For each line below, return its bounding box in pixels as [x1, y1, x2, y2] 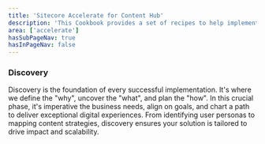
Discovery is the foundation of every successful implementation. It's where [8, 85, 252, 95]
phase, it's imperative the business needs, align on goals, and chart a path [8, 102, 250, 112]
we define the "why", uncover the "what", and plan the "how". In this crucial [8, 93, 254, 103]
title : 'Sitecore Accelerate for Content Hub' [8, 11, 164, 20]
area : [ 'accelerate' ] [8, 26, 80, 34]
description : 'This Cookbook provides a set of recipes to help [8, 19, 224, 27]
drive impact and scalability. [8, 127, 99, 137]
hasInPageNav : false [8, 41, 77, 49]
